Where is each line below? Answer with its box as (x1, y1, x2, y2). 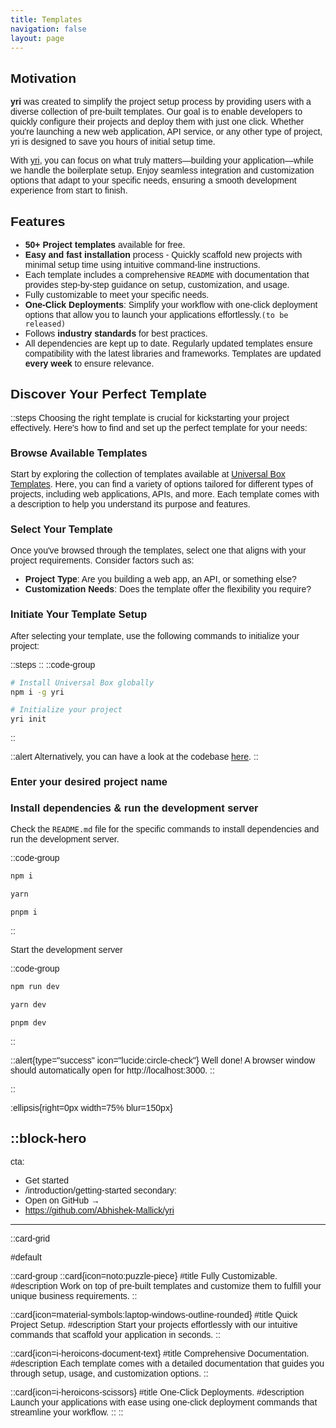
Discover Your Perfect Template (10, 386, 207, 402)
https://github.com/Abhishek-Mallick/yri (24, 1205, 175, 1216)
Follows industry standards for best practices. (24, 328, 208, 339)
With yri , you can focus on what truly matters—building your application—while (10, 155, 314, 166)
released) (24, 319, 67, 329)
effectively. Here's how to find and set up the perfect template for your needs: (10, 422, 308, 433)
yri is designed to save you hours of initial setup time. (10, 136, 216, 148)
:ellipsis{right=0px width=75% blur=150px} (10, 1102, 173, 1113)
